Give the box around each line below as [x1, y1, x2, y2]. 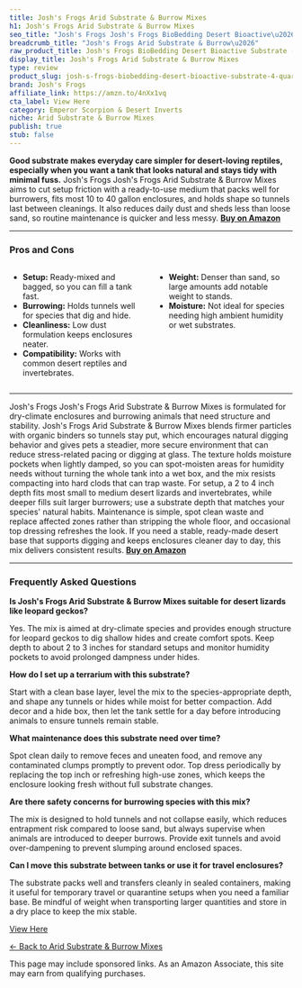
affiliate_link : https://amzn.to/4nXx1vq [9, 88, 167, 97]
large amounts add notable [168, 281, 268, 293]
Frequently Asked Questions [9, 576, 137, 588]
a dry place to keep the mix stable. [9, 906, 138, 917]
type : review [9, 64, 58, 73]
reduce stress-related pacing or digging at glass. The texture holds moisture [9, 449, 292, 460]
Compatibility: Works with [22, 349, 121, 359]
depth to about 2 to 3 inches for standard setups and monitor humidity [9, 642, 270, 653]
